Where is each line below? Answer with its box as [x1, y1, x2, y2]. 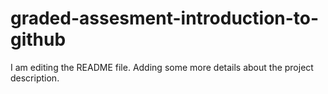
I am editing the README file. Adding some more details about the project [10, 61, 314, 73]
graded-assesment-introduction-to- [10, 7, 320, 30]
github [10, 28, 67, 51]
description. [10, 72, 60, 84]
